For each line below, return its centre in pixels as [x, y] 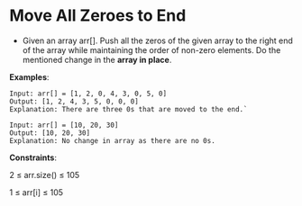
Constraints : [33, 157]
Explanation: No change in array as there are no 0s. [113, 140]
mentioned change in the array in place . [97, 59]
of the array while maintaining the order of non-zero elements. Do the [151, 49]
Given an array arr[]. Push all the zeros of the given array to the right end [157, 40]
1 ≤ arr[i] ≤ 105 [37, 192]
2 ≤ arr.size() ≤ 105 [45, 175]
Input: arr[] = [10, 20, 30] [64, 125]
